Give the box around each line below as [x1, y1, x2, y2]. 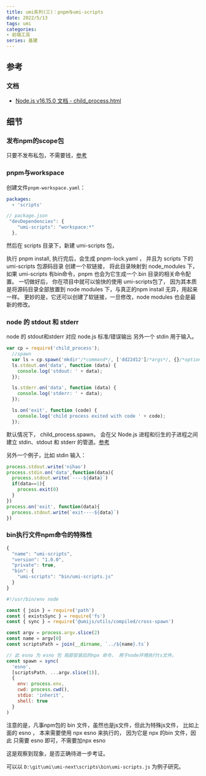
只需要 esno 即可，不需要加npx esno [13, 737, 106, 744]
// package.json [6, 213, 48, 219]
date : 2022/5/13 [6, 15, 48, 21]
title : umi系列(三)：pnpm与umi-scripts [6, 9, 104, 15]
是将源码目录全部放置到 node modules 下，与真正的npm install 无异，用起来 [6, 285, 198, 292]
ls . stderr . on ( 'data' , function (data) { [12, 385, 116, 391]
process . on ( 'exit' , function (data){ [6, 503, 100, 510]
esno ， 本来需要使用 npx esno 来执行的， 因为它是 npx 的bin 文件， [18, 729, 191, 736]
